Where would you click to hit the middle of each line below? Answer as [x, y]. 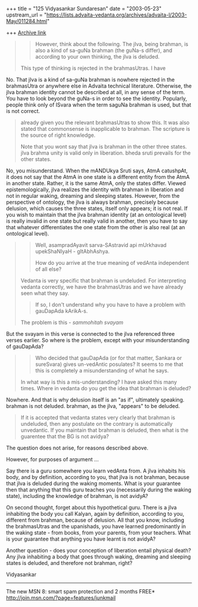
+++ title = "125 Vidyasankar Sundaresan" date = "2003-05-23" [84, 9]
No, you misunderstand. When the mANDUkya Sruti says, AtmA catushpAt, [97, 171]
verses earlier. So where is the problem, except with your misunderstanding [98, 340]
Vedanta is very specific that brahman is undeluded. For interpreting [103, 280]
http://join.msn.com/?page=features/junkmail [61, 598]
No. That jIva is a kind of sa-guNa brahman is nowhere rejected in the [90, 80]
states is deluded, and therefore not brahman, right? [69, 563]
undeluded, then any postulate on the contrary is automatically [96, 424]
